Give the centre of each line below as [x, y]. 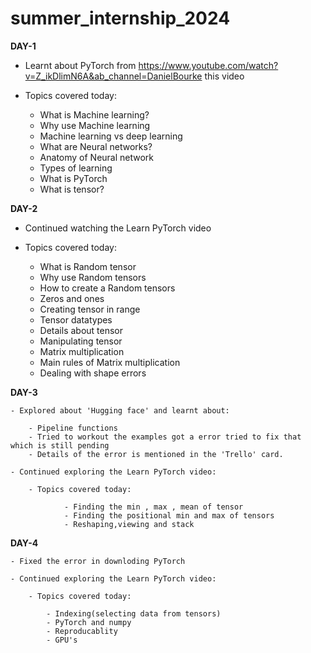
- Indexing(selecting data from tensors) [134, 613]
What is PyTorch [73, 178]
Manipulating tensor [81, 341]
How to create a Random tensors [107, 288]
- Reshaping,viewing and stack [129, 524]
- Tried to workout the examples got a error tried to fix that [165, 437]
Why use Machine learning [95, 125]
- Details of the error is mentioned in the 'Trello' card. [156, 454]
